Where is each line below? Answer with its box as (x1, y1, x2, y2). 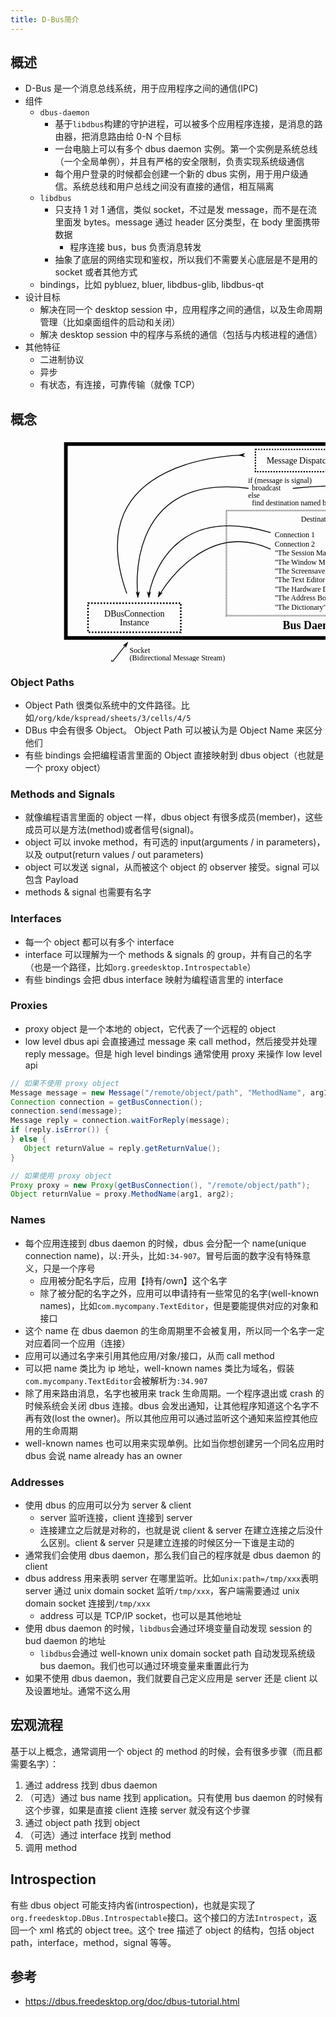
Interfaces (10, 912, 62, 926)
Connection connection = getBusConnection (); (10, 1097, 203, 1107)
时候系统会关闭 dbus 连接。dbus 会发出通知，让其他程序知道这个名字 (24, 1399, 311, 1411)
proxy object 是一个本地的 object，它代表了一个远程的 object (24, 1022, 277, 1035)
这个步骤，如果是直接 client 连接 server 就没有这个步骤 (24, 1804, 251, 1816)
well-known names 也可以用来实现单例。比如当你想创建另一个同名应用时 (24, 1437, 325, 1449)
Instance (119, 617, 150, 628)
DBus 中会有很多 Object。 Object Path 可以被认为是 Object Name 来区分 (24, 724, 323, 736)
